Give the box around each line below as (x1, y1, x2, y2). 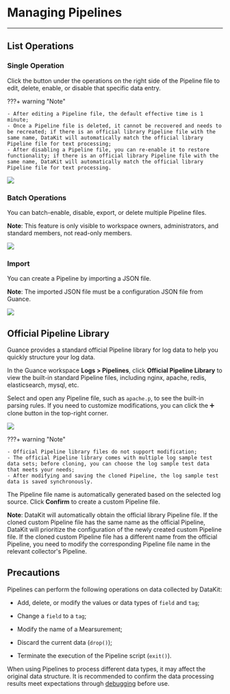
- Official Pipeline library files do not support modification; (7, 448, 197, 456)
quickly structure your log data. (7, 353, 96, 361)
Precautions (7, 567, 60, 579)
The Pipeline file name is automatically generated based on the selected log (7, 491, 221, 499)
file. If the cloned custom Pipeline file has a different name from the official (7, 532, 218, 541)
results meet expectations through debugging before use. (7, 679, 170, 687)
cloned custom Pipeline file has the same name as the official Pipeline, (7, 518, 205, 526)
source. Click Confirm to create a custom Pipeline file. (7, 498, 160, 506)
